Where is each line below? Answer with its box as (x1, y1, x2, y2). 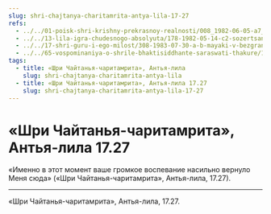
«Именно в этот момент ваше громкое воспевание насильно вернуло (8, 165, 251, 175)
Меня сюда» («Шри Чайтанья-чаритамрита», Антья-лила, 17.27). (8, 174, 231, 183)
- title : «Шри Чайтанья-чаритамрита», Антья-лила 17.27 (15, 79, 207, 87)
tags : (8, 57, 27, 65)
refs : (8, 19, 27, 27)
